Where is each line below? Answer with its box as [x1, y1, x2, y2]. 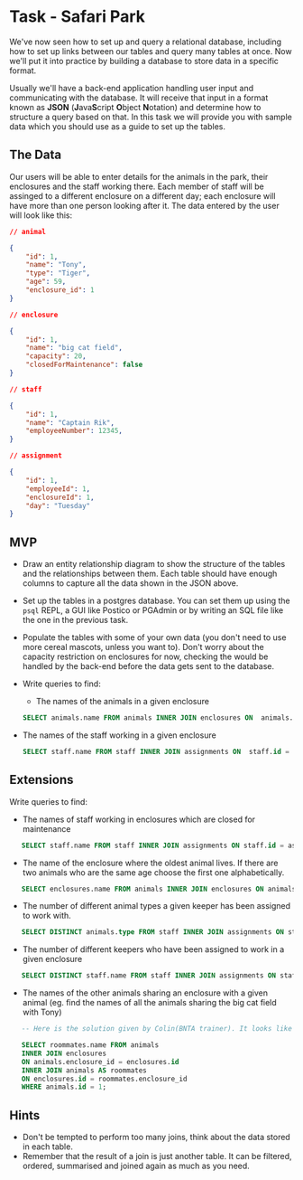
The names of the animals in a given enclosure [35, 696, 210, 707]
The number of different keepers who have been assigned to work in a [22, 944, 285, 955]
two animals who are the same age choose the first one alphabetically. [22, 866, 285, 878]
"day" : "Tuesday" [25, 501, 91, 510]
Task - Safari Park [9, 6, 146, 27]
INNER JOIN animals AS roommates [21, 1065, 147, 1075]
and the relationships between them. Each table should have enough [22, 568, 278, 580]
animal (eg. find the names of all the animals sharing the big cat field [22, 997, 277, 1008]
